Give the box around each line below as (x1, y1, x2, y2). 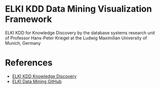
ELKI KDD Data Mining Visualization (5, 3, 152, 15)
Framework (5, 14, 52, 25)
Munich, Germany (5, 40, 41, 46)
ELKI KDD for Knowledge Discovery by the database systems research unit (5, 30, 155, 36)
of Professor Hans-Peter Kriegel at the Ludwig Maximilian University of (5, 35, 147, 41)
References (5, 57, 53, 69)
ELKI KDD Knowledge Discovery (12, 73, 77, 79)
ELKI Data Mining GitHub (12, 78, 62, 84)
